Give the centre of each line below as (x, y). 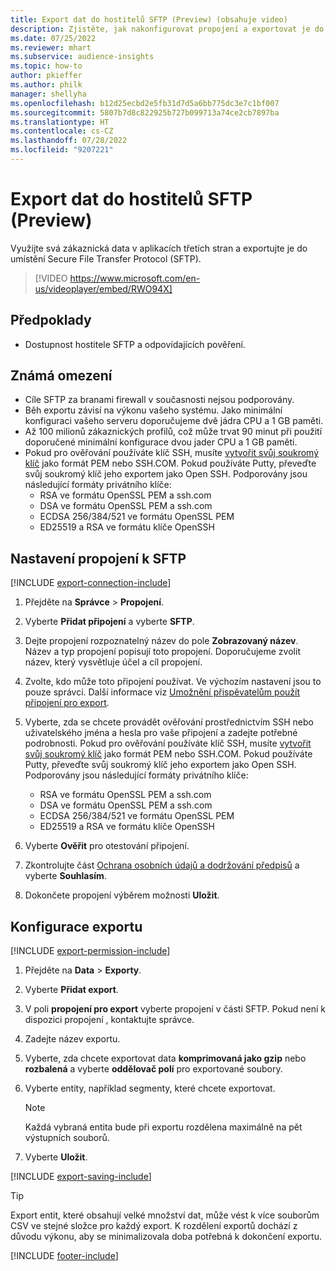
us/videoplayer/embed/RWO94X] (103, 288)
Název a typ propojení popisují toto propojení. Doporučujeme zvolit (162, 652)
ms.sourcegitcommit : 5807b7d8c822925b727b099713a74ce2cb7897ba (145, 112)
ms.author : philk (46, 85)
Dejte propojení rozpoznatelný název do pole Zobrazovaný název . (161, 641)
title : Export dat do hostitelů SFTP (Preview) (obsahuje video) (149, 19)
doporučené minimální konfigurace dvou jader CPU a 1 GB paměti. (161, 442)
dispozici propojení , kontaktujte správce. (109, 1020)
